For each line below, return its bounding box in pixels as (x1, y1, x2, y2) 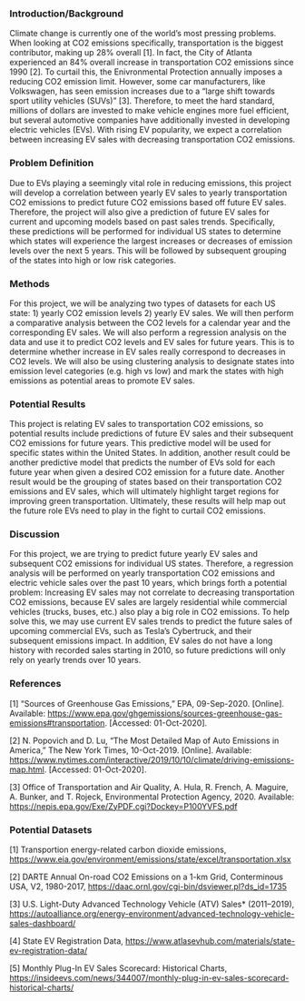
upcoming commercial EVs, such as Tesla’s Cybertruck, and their (9, 626, 252, 637)
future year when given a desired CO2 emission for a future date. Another (9, 467, 285, 478)
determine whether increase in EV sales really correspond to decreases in (9, 346, 286, 357)
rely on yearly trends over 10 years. (9, 655, 142, 666)
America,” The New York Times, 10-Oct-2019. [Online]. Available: (9, 744, 252, 756)
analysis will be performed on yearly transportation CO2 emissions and (9, 568, 275, 579)
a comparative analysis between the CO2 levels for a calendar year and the (9, 317, 290, 328)
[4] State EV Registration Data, (9, 936, 124, 946)
